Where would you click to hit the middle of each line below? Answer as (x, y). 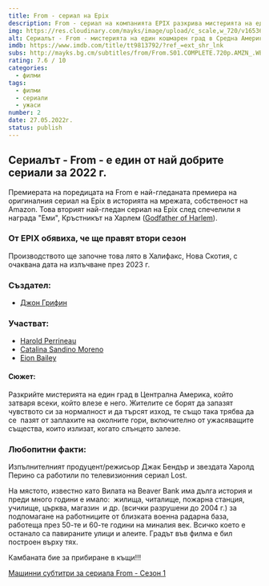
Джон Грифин (44, 303)
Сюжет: (22, 376)
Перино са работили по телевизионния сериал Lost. (98, 475)
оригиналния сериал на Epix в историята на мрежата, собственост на (128, 201)
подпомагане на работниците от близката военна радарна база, (118, 516)
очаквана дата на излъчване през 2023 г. (79, 264)
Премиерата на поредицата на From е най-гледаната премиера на (123, 192)
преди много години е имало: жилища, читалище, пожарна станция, (126, 499)
